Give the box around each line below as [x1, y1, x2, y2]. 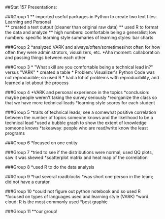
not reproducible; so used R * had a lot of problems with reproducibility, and [5, 75, 159, 80]
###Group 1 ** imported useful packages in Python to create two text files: [5, 14, 157, 19]
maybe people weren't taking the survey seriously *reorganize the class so [5, 94, 157, 100]
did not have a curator [5, 179, 50, 185]
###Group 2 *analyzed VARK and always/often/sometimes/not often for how [5, 44, 161, 50]
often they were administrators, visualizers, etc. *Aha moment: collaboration [5, 49, 160, 55]
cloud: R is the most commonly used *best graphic [5, 199, 108, 205]
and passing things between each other [5, 55, 86, 61]
